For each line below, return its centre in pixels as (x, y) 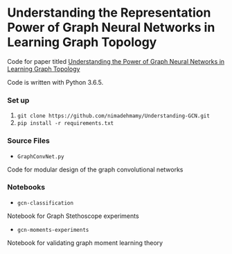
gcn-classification (45, 203)
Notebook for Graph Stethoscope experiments (73, 216)
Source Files (28, 141)
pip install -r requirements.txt (65, 124)
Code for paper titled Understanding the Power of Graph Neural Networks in (116, 61)
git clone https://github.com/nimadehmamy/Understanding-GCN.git (113, 116)
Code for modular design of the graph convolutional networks (95, 169)
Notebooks (26, 187)
